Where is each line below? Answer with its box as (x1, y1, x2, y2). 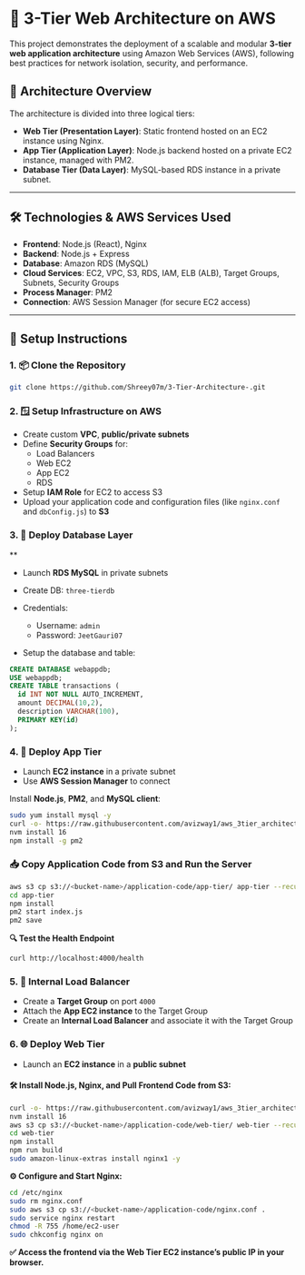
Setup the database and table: (22, 647, 136, 657)
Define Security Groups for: (22, 439, 129, 450)
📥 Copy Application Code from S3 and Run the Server (9, 858, 252, 871)
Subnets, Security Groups (22, 277, 120, 288)
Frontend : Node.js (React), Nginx (22, 238, 147, 249)
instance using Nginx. (22, 135, 104, 146)
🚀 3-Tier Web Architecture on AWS (9, 8, 276, 29)
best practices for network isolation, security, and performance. (9, 57, 248, 68)
